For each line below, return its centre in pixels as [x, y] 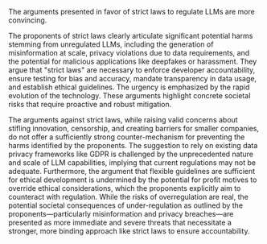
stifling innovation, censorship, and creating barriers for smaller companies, [134, 128]
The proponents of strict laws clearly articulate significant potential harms [131, 36]
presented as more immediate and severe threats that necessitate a [120, 222]
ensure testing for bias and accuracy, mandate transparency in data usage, [133, 79]
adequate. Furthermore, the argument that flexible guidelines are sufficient [132, 171]
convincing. [28, 20]
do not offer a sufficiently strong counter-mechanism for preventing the [127, 137]
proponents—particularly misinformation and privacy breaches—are [121, 214]
